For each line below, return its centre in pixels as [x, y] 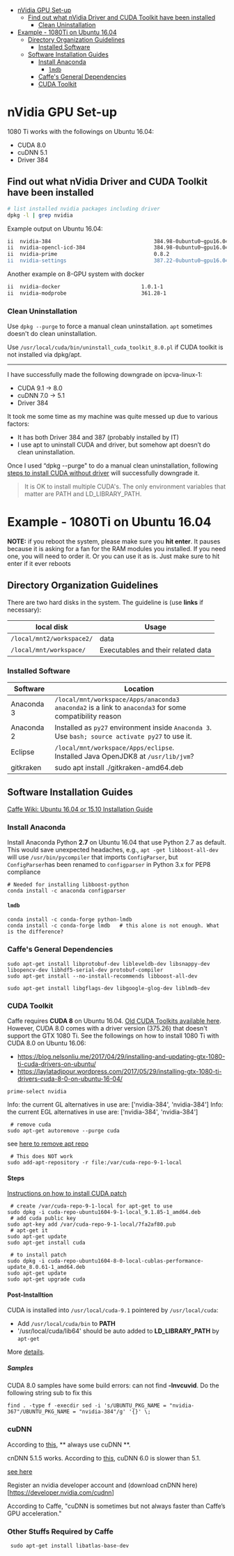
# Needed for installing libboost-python [68, 885]
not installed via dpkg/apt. [45, 355]
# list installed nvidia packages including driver [84, 208]
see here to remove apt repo [48, 1143]
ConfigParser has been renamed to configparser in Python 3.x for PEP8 [109, 865]
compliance [24, 872]
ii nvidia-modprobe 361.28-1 [87, 293]
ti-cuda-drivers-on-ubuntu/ [56, 1064]
